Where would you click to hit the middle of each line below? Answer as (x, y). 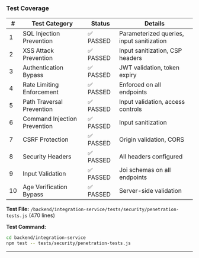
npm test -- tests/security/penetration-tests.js (69, 243)
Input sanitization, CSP (151, 50)
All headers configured (151, 157)
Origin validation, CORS (152, 139)
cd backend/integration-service (46, 238)
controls (131, 109)
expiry (128, 75)
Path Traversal (43, 102)
